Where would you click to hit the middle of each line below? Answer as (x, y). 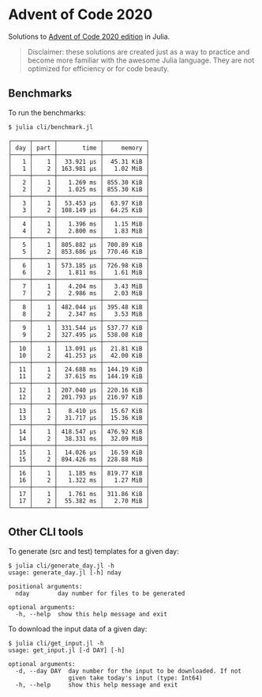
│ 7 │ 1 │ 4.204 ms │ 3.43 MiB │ (79, 286)
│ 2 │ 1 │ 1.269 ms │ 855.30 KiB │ (79, 182)
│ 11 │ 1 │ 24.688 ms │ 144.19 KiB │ (79, 369)
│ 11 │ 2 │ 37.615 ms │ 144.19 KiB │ (79, 376)
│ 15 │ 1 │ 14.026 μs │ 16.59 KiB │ (79, 453)
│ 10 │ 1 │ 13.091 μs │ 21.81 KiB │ (79, 348)
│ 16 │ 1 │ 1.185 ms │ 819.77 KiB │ (79, 473)
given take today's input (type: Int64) (135, 678)
